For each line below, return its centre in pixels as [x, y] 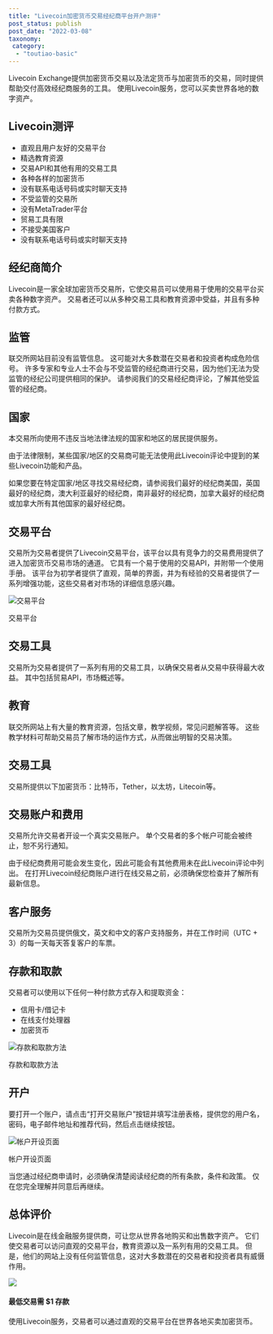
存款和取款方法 [33, 1064]
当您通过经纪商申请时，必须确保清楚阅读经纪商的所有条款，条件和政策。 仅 [134, 1176]
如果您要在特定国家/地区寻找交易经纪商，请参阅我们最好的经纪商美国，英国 [134, 483]
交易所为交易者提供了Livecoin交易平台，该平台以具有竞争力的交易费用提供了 [136, 553]
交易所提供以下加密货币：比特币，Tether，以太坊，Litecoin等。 [115, 786]
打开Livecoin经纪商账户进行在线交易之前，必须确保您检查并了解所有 [145, 874]
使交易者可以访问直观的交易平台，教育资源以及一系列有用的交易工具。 [126, 1246]
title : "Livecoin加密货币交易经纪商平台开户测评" [85, 16]
